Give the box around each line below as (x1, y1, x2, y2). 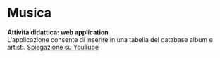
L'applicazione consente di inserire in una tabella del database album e (7, 35, 213, 43)
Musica (7, 5, 51, 21)
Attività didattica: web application (7, 28, 109, 36)
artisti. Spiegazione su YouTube (7, 43, 99, 51)
